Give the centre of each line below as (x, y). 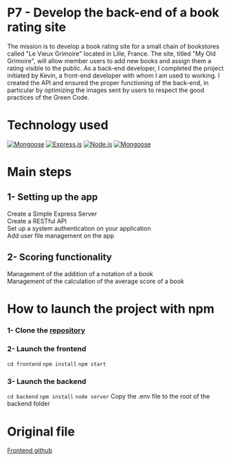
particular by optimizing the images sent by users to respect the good (106, 90)
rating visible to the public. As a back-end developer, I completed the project (115, 68)
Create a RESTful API (37, 221)
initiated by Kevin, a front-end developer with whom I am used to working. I (113, 75)
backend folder (29, 404)
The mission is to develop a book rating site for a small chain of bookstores (113, 46)
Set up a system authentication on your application (79, 228)
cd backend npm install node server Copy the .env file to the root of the (109, 396)
